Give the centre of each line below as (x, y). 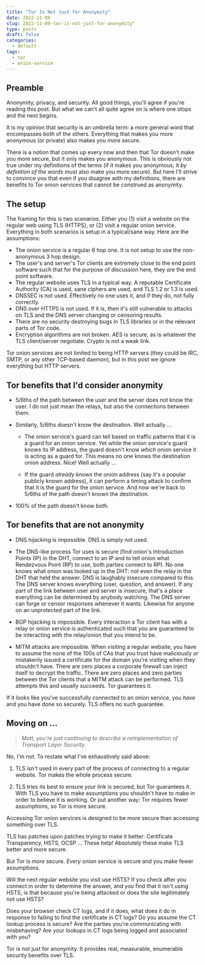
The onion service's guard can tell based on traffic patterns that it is (110, 436)
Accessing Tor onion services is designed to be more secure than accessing (102, 818)
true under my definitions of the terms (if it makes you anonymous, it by (97, 165)
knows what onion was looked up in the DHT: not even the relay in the (103, 571)
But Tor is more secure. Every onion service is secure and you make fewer (100, 861)
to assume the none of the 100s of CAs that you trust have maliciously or (107, 653)
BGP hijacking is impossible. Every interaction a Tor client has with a (101, 622)
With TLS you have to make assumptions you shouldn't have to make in (105, 793)
